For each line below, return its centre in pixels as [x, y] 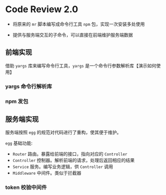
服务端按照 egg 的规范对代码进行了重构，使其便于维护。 [63, 133]
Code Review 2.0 [42, 9]
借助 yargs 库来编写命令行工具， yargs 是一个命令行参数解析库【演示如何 [81, 66]
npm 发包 [17, 101]
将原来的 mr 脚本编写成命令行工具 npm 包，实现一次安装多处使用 [79, 24]
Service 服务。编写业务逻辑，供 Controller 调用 [63, 167]
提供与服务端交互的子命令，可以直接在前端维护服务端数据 [73, 35]
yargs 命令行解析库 [29, 86]
